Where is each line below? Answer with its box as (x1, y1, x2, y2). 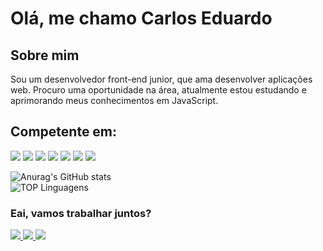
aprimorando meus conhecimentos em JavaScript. (10, 95, 219, 106)
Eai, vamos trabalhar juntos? (10, 206, 152, 220)
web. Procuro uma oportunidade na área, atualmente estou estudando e (10, 84, 307, 96)
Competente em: (10, 123, 118, 141)
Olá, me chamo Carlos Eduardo (10, 7, 273, 30)
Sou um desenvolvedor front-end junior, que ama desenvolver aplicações (10, 73, 313, 85)
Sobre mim (10, 47, 80, 64)
